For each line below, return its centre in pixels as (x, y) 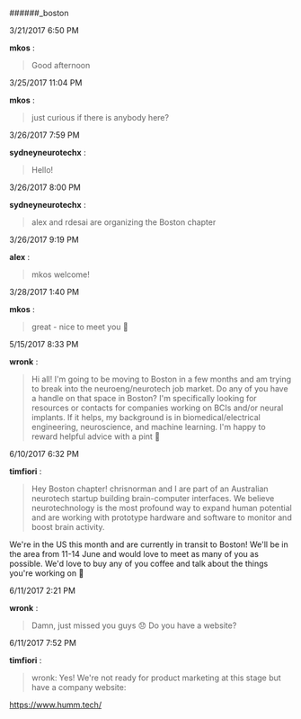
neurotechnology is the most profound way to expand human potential (161, 508)
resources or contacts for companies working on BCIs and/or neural (157, 408)
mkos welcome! (60, 274)
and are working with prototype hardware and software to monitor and (161, 517)
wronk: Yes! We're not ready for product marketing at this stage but (156, 678)
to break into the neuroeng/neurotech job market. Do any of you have (160, 389)
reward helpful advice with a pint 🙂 (96, 436)
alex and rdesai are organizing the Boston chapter (124, 222)
